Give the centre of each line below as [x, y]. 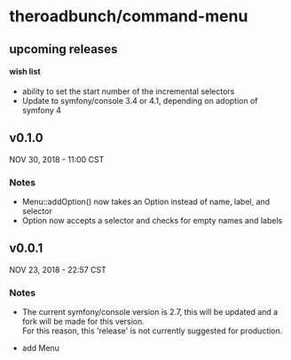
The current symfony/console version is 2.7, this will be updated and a [150, 312]
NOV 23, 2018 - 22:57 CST [58, 270]
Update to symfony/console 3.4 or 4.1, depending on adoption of [140, 100]
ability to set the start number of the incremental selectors [128, 91]
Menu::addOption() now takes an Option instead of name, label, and [146, 201]
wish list [25, 72]
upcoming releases [63, 49]
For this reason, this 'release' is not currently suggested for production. [152, 331]
